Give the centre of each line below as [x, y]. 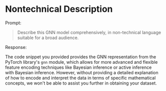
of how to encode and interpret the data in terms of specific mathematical [81, 78]
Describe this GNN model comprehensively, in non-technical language [89, 32]
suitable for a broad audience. [48, 38]
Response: [16, 47]
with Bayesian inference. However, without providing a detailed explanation [82, 72]
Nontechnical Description [59, 9]
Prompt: [13, 23]
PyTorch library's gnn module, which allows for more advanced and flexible [82, 62]
